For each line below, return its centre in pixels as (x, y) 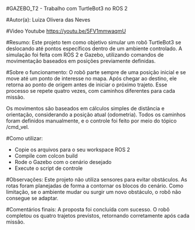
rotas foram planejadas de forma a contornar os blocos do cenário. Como (95, 186)
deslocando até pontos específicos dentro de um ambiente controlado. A (94, 48)
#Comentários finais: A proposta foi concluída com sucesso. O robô (88, 209)
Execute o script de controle (49, 168)
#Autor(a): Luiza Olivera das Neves (48, 20)
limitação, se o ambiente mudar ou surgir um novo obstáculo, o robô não (94, 192)
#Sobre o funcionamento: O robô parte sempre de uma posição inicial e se (96, 72)
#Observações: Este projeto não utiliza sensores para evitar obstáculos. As (97, 180)
